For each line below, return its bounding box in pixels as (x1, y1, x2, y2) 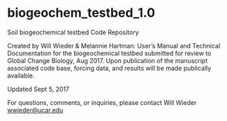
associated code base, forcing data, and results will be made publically (7, 64, 212, 72)
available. (7, 71, 35, 80)
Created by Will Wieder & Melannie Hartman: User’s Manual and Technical (7, 41, 221, 50)
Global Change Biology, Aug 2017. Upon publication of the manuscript (7, 56, 208, 64)
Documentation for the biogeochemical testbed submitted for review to (7, 49, 212, 57)
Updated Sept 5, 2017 (7, 85, 70, 93)
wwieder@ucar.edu (7, 106, 64, 114)
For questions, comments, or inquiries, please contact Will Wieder (7, 98, 197, 106)
